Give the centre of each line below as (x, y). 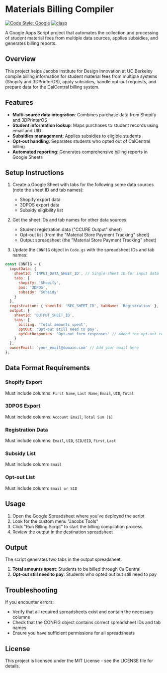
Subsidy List (20, 453)
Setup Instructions (35, 172)
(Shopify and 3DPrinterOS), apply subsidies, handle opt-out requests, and (81, 81)
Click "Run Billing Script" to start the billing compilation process (77, 526)
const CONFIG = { (23, 264)
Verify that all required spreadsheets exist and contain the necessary (83, 612)
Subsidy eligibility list (41, 210)
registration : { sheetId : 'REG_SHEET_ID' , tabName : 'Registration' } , (84, 306)
